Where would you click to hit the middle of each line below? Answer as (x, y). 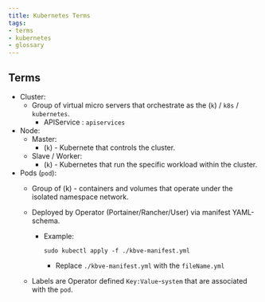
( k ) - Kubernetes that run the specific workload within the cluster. (150, 164)
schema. (46, 221)
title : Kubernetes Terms (49, 16)
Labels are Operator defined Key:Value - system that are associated (140, 280)
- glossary (26, 45)
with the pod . (52, 289)
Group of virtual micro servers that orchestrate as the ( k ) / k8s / (135, 105)
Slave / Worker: (57, 155)
